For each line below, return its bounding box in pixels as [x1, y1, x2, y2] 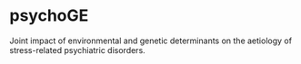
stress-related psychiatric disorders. [9, 44, 145, 55]
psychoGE [9, 5, 89, 26]
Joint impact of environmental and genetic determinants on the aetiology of [9, 35, 293, 46]
